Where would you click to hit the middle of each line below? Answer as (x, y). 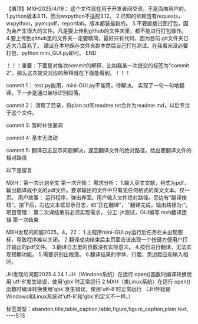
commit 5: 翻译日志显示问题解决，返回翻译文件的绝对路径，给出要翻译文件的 (99, 150)
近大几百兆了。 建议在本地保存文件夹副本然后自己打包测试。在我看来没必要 (97, 45)
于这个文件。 (22, 113)
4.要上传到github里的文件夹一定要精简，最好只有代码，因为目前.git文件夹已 (97, 38)
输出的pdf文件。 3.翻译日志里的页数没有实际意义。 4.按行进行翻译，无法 (99, 247)
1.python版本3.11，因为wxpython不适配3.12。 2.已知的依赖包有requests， (95, 16)
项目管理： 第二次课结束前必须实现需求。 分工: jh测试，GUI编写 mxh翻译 (94, 212)
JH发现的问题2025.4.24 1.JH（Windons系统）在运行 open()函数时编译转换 (96, 274)
